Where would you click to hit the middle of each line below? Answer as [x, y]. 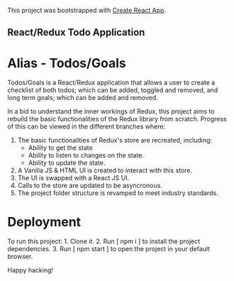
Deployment [44, 222]
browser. [20, 257]
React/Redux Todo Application [76, 32]
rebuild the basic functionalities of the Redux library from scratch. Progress [117, 119]
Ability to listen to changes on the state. [86, 155]
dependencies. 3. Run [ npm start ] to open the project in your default [109, 249]
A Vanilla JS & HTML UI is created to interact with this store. [105, 170]
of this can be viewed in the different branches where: [86, 126]
